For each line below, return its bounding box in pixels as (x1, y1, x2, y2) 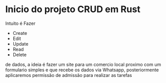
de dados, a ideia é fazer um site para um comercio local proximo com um (5, 61, 161, 67)
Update (12, 40, 29, 47)
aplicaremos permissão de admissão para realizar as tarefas (5, 72, 132, 78)
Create (12, 30, 27, 36)
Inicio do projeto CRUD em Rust (5, 4, 140, 15)
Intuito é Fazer (5, 20, 36, 26)
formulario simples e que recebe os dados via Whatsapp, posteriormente (5, 67, 159, 73)
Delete (12, 52, 27, 58)
